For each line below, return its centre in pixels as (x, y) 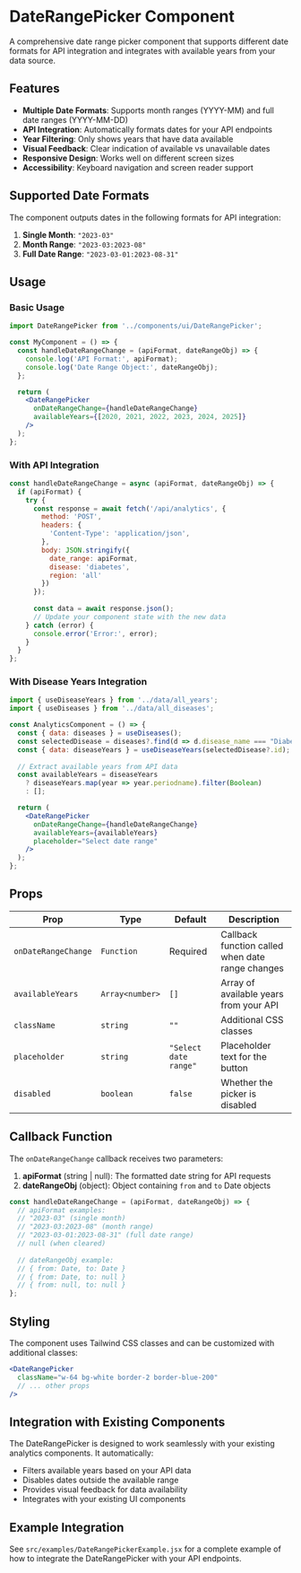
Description (254, 919)
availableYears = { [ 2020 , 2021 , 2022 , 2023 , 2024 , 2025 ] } (139, 417)
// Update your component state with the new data (129, 616)
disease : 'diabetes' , (89, 567)
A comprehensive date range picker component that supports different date (149, 41)
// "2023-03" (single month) (72, 1219)
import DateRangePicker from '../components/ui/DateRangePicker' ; (136, 326)
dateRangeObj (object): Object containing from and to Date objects (146, 1185)
